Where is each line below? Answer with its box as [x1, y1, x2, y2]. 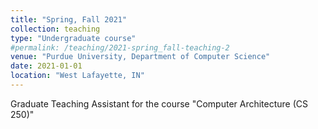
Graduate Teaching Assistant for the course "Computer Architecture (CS [10, 97, 309, 110]
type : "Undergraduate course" [10, 33, 137, 43]
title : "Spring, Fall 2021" [10, 14, 128, 25]
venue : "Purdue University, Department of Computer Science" [10, 52, 271, 62]
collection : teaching [10, 24, 101, 34]
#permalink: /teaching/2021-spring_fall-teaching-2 [10, 42, 230, 53]
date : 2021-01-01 [10, 61, 83, 71]
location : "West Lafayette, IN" [10, 71, 145, 81]
